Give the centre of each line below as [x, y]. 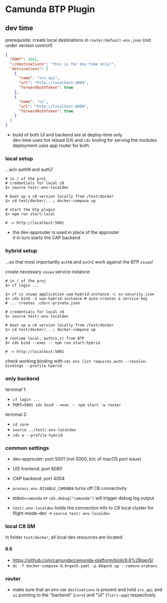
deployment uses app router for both [51, 145]
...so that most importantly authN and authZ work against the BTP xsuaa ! [79, 262]
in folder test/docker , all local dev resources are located [64, 537]
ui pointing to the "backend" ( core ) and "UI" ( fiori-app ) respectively [84, 595]
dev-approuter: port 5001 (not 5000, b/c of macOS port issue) [77, 459]
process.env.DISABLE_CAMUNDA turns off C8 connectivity [70, 488]
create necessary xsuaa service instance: [48, 272]
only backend [22, 378]
